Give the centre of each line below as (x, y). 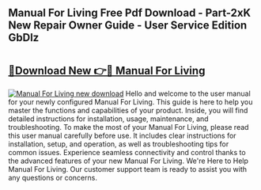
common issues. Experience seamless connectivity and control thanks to (127, 152)
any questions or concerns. (53, 178)
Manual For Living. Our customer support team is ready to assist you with (128, 169)
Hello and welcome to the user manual (188, 93)
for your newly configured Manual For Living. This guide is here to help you (130, 102)
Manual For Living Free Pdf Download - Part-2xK (130, 13)
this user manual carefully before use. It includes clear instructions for (122, 135)
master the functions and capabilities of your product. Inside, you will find (128, 110)
